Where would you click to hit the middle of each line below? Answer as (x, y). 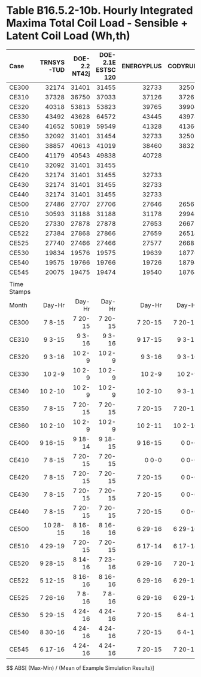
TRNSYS (52, 62)
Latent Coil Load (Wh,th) (68, 36)
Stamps (20, 292)
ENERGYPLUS (142, 66)
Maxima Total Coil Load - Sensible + (97, 23)
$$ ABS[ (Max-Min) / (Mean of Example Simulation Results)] (80, 667)
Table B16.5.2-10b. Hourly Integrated (100, 10)
